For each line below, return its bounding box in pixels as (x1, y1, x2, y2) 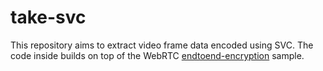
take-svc (10, 6, 87, 29)
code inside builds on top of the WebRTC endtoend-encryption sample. (10, 49, 305, 61)
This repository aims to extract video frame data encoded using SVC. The (10, 39, 314, 51)
